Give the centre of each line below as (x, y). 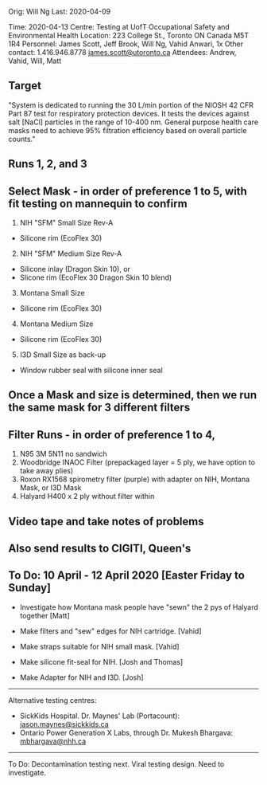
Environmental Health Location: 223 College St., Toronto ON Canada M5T (128, 35)
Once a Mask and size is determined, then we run (132, 395)
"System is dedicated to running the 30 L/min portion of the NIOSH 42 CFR (131, 105)
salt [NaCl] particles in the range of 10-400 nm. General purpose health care (133, 122)
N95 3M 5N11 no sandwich (63, 454)
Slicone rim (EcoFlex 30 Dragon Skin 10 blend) (96, 277)
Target (25, 86)
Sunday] (30, 588)
